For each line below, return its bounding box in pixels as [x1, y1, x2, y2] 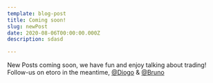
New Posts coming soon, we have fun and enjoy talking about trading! [7, 61, 207, 69]
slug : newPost [7, 23, 48, 30]
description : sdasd [7, 36, 64, 43]
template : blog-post [7, 10, 67, 17]
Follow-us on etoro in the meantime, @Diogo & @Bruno [7, 68, 165, 77]
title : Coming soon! [7, 17, 67, 24]
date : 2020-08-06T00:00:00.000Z [7, 29, 100, 37]
